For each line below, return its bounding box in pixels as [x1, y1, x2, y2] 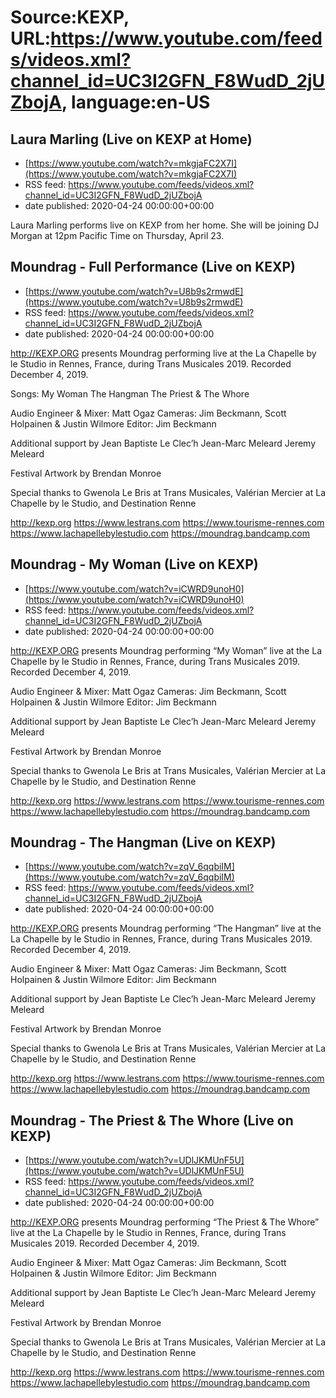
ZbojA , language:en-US [10, 91, 211, 114]
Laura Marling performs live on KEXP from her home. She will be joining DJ [10, 219, 320, 231]
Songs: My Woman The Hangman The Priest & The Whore [10, 387, 250, 400]
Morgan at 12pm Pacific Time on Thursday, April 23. [10, 230, 225, 241]
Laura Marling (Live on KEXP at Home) [10, 131, 253, 148]
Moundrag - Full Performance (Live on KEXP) [10, 259, 297, 276]
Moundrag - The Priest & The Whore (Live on [10, 1112, 294, 1129]
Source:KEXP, [10, 6, 130, 29]
